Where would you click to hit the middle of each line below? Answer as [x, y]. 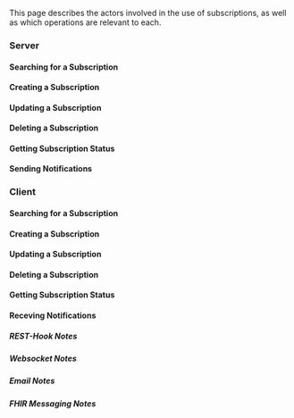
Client [22, 192]
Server [25, 46]
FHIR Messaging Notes [53, 403]
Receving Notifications [53, 315]
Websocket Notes [43, 358]
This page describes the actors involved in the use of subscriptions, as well [148, 13]
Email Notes [32, 381]
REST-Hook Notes [43, 336]
